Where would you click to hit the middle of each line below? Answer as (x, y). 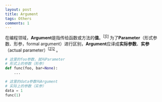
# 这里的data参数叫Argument (31, 82)
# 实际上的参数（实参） (26, 86)
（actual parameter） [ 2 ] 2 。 (33, 50)
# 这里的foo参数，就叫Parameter (35, 59)
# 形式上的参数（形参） (26, 64)
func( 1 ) (13, 95)
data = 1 (14, 90)
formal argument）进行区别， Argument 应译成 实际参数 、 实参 (88, 44)
